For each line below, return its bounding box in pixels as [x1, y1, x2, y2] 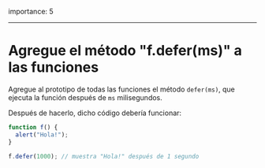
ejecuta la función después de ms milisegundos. [8, 92, 163, 102]
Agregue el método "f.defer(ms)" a [8, 42, 243, 60]
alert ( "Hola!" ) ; [15, 130, 69, 139]
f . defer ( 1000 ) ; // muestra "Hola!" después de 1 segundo [8, 152, 200, 160]
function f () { [8, 123, 58, 131]
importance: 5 [8, 7, 54, 16]
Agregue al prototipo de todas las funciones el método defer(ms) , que [8, 84, 235, 94]
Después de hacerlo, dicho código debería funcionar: [8, 108, 182, 118]
